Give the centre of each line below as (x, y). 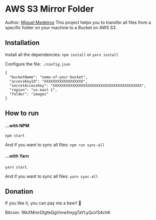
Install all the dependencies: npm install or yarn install (62, 54)
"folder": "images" (29, 94)
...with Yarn (17, 156)
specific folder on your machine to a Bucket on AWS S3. (61, 27)
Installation (22, 43)
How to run (22, 113)
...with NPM (17, 125)
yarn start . (16, 167)
